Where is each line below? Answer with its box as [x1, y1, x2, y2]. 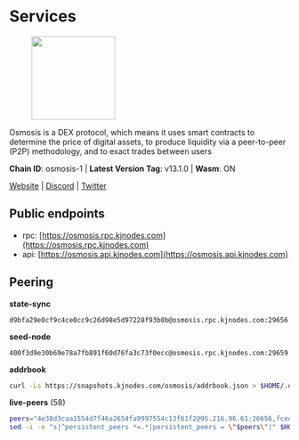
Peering [9, 274, 54, 290]
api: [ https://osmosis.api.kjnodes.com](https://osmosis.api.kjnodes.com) [21, 249, 289, 259]
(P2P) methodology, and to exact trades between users [9, 145, 212, 157]
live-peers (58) [9, 397, 66, 408]
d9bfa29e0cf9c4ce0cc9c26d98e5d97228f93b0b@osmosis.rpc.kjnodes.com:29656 [9, 315, 289, 324]
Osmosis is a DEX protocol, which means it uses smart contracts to [9, 126, 255, 137]
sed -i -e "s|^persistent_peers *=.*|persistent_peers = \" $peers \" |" [9, 423, 277, 432]
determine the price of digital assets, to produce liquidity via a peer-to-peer [9, 136, 287, 147]
